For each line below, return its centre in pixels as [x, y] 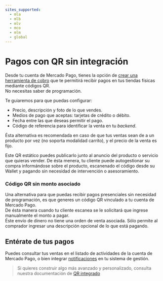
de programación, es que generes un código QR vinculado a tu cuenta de [80, 200]
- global [19, 37]
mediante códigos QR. [28, 86]
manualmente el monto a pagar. [37, 215]
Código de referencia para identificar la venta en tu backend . [74, 126]
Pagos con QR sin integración [67, 62]
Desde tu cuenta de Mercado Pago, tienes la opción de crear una [71, 75]
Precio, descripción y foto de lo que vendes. [57, 110]
